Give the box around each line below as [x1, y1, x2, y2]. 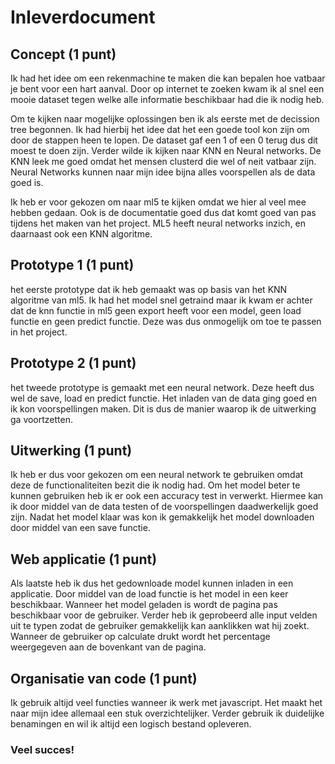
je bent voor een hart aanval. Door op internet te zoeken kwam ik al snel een [10, 83, 325, 95]
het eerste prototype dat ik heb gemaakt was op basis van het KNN [10, 283, 288, 295]
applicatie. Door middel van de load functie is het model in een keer [10, 588, 289, 600]
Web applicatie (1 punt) [10, 551, 158, 568]
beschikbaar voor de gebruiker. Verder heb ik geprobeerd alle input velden [10, 609, 318, 621]
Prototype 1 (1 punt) [10, 257, 135, 274]
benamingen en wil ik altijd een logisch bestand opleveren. [10, 718, 252, 730]
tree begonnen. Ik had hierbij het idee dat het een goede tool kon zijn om [10, 124, 310, 135]
